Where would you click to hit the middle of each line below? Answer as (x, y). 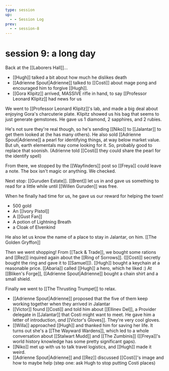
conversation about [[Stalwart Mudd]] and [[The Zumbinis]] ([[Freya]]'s (86, 336)
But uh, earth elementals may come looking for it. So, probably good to (79, 145)
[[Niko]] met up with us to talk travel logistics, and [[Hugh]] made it (82, 347)
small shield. (18, 279)
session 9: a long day (50, 54)
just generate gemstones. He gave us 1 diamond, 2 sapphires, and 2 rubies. (83, 120)
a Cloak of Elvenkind (34, 227)
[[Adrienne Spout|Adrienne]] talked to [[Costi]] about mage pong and (84, 83)
